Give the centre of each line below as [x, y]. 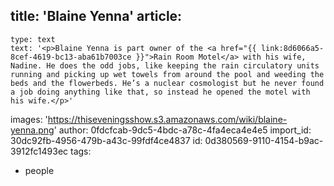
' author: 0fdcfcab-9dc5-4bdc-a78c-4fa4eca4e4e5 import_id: [182, 130]
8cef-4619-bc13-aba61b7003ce [71, 57]
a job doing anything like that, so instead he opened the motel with [160, 92]
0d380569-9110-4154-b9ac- [264, 140]
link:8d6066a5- [292, 48]
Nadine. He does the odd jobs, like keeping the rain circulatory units [165, 65]
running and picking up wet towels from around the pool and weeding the [167, 74]
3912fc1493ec [39, 151]
